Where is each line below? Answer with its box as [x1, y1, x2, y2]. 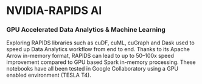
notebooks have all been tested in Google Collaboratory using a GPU [6, 65, 178, 72]
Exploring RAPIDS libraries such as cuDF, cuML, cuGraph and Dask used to [6, 39, 195, 46]
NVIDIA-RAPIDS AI [6, 4, 102, 18]
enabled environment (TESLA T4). [6, 71, 91, 79]
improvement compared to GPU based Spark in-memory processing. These [6, 58, 196, 66]
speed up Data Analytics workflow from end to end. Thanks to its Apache [6, 46, 190, 53]
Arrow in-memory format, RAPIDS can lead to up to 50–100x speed [6, 52, 175, 60]
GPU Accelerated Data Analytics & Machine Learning [6, 26, 166, 34]
